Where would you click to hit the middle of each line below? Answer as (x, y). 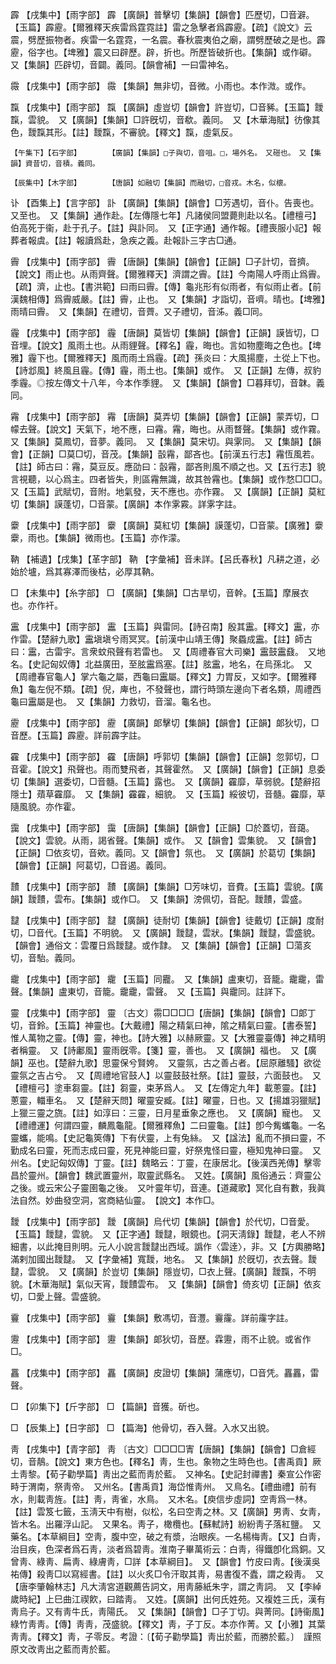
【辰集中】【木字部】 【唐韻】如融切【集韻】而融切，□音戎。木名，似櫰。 (151, 183)
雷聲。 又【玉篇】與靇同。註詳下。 (218, 991)
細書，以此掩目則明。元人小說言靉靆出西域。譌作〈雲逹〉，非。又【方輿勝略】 (168, 1246)
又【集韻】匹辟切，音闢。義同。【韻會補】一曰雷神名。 (122, 64)
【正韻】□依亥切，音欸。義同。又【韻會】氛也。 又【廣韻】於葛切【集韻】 (165, 852)
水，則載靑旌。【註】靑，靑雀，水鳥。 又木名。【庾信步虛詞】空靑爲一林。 (161, 1499)
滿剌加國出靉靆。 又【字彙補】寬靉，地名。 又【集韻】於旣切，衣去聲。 (159, 1259)
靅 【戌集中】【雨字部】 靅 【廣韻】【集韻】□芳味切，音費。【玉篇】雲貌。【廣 (167, 886)
